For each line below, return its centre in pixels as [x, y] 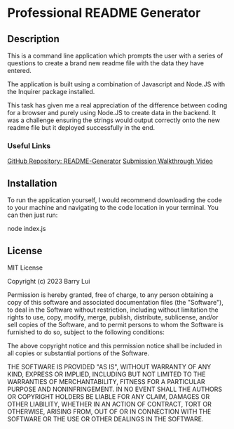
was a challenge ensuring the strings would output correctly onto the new [114, 120]
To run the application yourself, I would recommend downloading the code [115, 200]
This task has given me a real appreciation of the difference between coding [117, 105]
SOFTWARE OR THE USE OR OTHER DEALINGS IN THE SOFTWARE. [105, 418]
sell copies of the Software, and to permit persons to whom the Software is [116, 324]
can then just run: [33, 215]
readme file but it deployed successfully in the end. [81, 127]
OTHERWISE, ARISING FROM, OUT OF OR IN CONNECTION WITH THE [109, 411]
